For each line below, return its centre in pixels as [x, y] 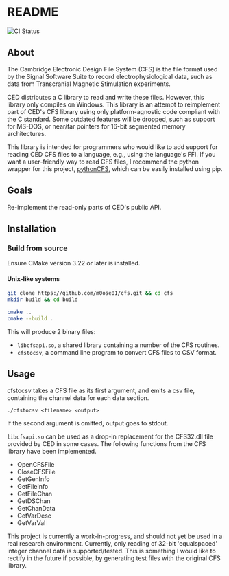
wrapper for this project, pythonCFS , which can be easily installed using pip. [115, 168]
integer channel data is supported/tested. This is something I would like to [111, 551]
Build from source [37, 248]
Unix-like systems [34, 278]
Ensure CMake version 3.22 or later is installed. [74, 263]
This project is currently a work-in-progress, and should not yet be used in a [115, 536]
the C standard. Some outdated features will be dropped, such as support [111, 119]
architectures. [27, 133]
